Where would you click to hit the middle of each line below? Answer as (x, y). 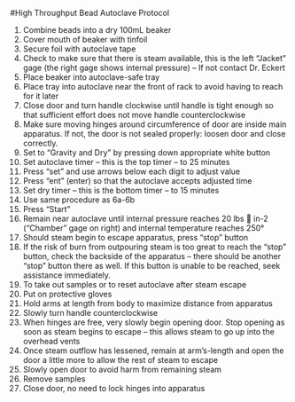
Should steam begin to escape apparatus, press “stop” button (136, 237)
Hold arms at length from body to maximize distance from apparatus (147, 303)
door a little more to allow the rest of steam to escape (120, 360)
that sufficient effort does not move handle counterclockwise (134, 115)
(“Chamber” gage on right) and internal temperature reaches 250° (144, 228)
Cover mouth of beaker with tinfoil (85, 39)
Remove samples (54, 379)
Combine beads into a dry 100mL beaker (97, 30)
